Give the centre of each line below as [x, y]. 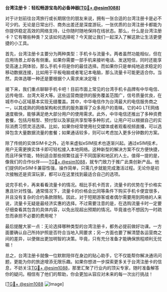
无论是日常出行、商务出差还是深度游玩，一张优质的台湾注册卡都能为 [92, 25]
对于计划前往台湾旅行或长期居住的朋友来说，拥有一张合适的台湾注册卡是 [79, 18]
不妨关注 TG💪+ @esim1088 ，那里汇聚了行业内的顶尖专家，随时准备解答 [86, 268]
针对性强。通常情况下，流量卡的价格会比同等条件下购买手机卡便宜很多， [88, 191]
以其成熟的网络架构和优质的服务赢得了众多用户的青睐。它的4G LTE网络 [86, 108]
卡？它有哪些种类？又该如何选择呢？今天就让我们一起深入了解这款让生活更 [81, 37]
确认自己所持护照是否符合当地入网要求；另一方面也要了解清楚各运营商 [85, 232]
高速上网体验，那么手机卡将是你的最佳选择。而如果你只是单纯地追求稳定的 [85, 66]
